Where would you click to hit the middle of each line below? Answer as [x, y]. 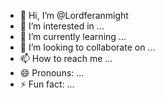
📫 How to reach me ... [66, 58]
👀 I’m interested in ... [62, 26]
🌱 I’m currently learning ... [73, 36]
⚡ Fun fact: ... [47, 84]
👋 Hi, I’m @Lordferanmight [74, 15]
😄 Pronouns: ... [52, 73]
